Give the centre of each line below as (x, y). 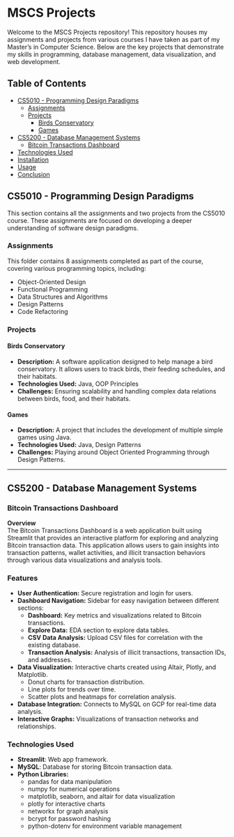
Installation (33, 159)
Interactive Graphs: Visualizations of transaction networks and (108, 719)
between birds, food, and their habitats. (74, 398)
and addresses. (50, 660)
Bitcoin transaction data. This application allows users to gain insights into (113, 545)
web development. (34, 61)
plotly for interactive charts (67, 804)
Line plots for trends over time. (72, 689)
